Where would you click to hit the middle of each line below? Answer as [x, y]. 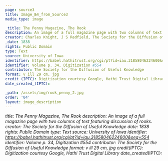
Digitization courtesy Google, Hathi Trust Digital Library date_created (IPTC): [84, 153]
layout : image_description [33, 102]
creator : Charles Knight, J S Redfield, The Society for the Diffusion [81, 37]
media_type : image [24, 19]
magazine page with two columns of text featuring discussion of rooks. [79, 121]
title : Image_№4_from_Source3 [37, 14]
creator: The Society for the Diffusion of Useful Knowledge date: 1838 [77, 127]
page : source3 [20, 10]
